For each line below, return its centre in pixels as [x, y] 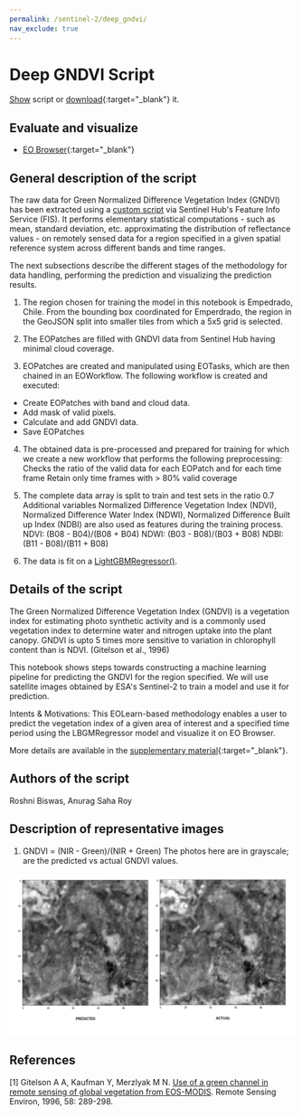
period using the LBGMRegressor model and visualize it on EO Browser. [142, 733]
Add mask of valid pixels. [69, 412]
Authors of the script [69, 779]
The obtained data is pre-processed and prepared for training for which [156, 449]
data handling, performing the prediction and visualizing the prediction [141, 275]
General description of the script [103, 178]
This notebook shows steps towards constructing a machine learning [138, 667]
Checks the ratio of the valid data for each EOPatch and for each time [152, 468]
